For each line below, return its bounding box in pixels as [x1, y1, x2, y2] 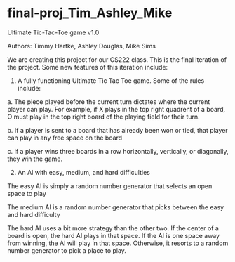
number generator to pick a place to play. [7, 246, 126, 254]
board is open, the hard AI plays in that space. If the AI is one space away [7, 231, 220, 240]
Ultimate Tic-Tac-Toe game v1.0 [7, 28, 100, 37]
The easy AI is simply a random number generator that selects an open [7, 181, 213, 190]
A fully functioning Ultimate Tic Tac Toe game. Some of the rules [17, 76, 205, 85]
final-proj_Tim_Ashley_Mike [7, 5, 173, 21]
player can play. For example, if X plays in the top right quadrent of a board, [7, 105, 226, 113]
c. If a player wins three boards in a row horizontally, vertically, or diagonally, [7, 147, 229, 155]
